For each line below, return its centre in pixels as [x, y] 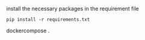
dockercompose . [28, 30]
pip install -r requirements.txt [48, 20]
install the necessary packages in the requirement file [73, 9]
